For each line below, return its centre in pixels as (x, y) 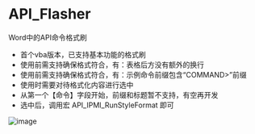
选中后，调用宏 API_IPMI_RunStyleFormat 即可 (97, 105)
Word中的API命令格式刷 (48, 37)
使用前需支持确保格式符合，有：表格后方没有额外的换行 (112, 65)
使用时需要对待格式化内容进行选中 (77, 85)
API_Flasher (50, 14)
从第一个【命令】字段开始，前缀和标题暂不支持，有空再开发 (119, 94)
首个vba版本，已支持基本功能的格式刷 (83, 54)
